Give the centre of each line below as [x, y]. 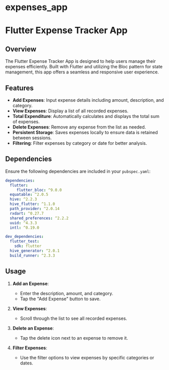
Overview [21, 49]
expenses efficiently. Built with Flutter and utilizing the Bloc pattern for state [84, 67]
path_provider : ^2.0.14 [35, 209]
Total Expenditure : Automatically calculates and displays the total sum [86, 116]
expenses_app [37, 7]
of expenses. [26, 121]
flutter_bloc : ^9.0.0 [39, 190]
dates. [27, 363]
